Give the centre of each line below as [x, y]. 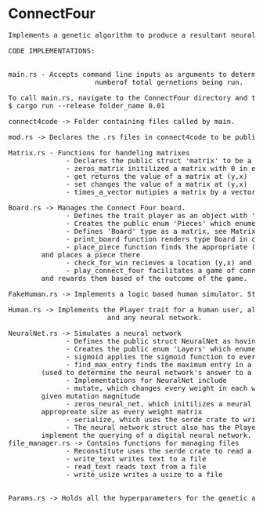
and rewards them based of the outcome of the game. [144, 278]
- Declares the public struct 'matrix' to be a [159, 160]
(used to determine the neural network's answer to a [146, 372]
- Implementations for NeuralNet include [146, 380]
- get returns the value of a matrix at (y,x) [157, 176]
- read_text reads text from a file [136, 466]
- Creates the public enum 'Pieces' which [149, 223]
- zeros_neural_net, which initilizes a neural [159, 404]
